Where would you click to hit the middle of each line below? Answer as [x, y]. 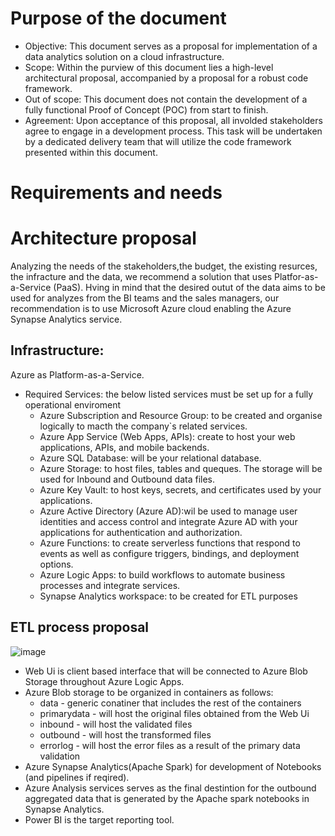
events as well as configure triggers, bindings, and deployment [169, 553]
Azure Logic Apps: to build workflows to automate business [162, 574]
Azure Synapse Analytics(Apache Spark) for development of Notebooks [173, 766]
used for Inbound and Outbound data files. [127, 479]
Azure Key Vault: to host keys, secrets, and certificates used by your [180, 489]
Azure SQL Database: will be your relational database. [150, 458]
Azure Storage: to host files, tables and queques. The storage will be [181, 468]
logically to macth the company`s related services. [143, 426]
